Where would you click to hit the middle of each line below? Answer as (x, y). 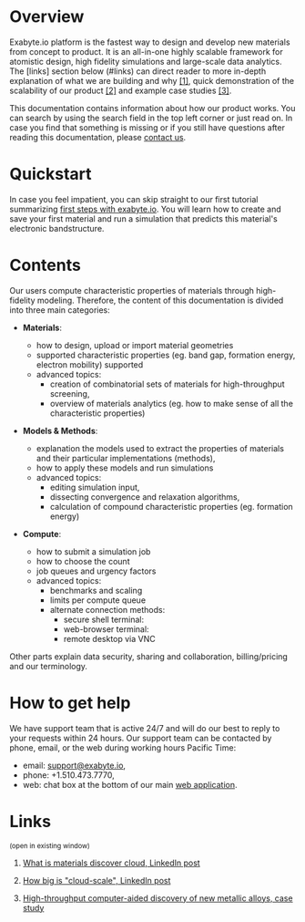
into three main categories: (60, 310)
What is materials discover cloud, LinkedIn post (111, 863)
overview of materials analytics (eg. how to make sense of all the (172, 403)
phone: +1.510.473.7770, (69, 775)
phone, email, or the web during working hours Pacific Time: (123, 747)
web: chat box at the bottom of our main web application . (130, 784)
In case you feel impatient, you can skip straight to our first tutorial (134, 199)
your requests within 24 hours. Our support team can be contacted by (141, 738)
